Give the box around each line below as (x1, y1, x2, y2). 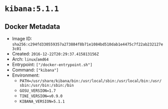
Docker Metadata (5, 22, 60, 31)
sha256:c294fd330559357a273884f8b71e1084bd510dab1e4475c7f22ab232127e (12, 42, 163, 47)
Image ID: (12, 36, 32, 41)
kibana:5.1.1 (5, 4, 59, 14)
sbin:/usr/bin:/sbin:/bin (19, 83, 74, 88)
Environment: (12, 72, 40, 78)
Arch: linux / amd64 (12, 56, 49, 62)
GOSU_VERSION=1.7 (19, 88, 56, 93)
